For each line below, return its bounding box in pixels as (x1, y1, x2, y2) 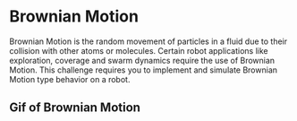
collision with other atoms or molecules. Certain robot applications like (9, 45, 268, 56)
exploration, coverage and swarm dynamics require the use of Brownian (9, 55, 276, 65)
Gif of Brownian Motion (9, 100, 141, 116)
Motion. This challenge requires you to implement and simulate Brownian (9, 65, 278, 75)
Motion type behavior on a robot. (9, 73, 131, 84)
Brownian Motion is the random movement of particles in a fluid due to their (9, 36, 288, 47)
